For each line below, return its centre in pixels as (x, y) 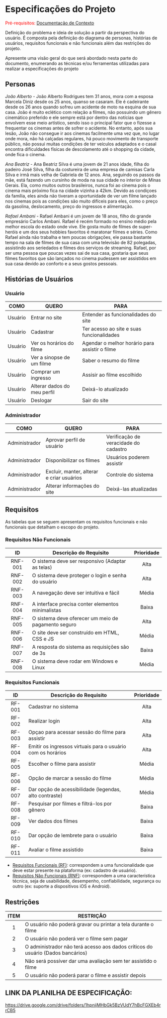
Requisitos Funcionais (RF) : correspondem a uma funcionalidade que (83, 865)
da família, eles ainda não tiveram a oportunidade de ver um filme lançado (81, 196)
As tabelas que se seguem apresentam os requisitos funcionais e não (76, 521)
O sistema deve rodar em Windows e (75, 661)
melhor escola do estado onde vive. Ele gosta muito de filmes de (71, 226)
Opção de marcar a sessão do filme (70, 778)
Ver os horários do (52, 343)
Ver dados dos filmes (53, 821)
